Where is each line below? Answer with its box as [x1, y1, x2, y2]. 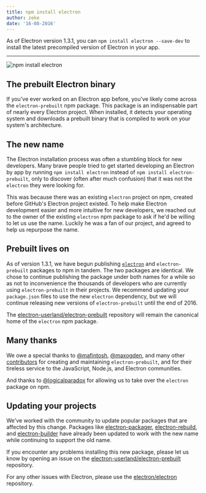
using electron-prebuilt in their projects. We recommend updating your [6, 286, 189, 293]
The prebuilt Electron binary [6, 79, 116, 90]
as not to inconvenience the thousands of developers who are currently [6, 280, 187, 287]
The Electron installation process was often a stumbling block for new [6, 156, 183, 162]
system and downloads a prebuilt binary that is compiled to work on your [6, 115, 191, 123]
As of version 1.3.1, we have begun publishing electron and [6, 260, 155, 267]
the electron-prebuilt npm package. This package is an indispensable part [6, 102, 198, 109]
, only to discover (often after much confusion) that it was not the [28, 175, 193, 182]
